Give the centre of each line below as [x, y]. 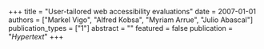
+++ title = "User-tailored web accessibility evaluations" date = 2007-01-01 [132, 11]
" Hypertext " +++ [36, 36]
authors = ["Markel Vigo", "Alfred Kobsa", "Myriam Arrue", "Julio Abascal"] [131, 20]
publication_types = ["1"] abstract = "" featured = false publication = [121, 28]
